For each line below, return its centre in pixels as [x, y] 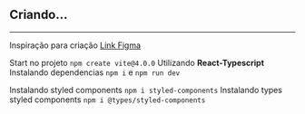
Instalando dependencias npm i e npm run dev [95, 72]
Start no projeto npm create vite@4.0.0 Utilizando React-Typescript [137, 62]
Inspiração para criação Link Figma [75, 45]
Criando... [39, 15]
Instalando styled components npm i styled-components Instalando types [146, 90]
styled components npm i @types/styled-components [108, 100]
